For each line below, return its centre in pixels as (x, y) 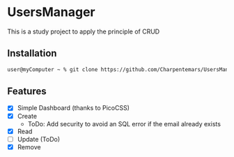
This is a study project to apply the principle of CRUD (84, 31)
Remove (29, 147)
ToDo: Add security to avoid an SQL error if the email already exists (124, 124)
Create (27, 116)
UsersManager (51, 12)
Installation (32, 53)
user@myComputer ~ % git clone (53, 69)
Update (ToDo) (39, 139)
